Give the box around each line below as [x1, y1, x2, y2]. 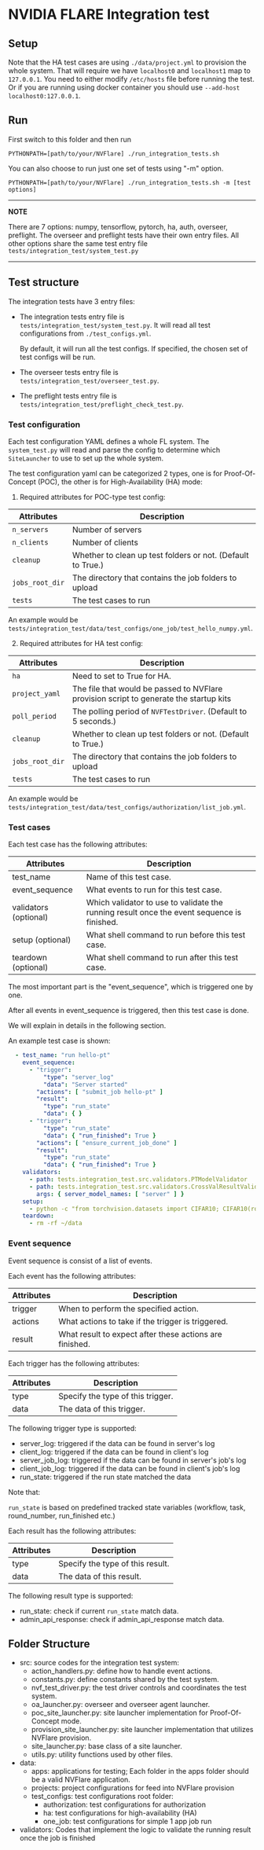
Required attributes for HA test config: [19, 638, 144, 648]
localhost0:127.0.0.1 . [8, 91, 81, 100]
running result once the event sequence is [86, 907, 242, 918]
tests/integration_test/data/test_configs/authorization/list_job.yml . [8, 802, 246, 811]
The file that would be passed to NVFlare [71, 683, 223, 694]
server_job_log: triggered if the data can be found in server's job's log [19, 1455, 247, 1465]
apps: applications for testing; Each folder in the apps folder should [31, 1767, 249, 1776]
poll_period [12, 711, 57, 721]
